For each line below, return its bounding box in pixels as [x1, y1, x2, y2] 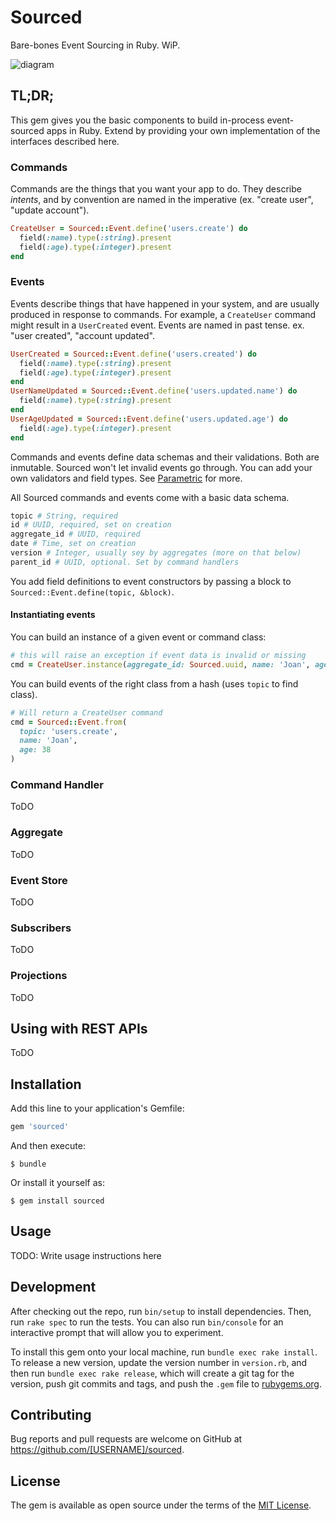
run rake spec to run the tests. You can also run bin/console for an [10, 1316, 284, 1328]
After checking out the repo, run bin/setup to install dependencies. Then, [10, 1305, 312, 1317]
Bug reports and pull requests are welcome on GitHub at [10, 1433, 243, 1445]
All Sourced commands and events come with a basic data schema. [10, 491, 290, 503]
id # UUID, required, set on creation [10, 520, 172, 530]
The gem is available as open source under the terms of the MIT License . [10, 1499, 312, 1511]
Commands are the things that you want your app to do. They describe [10, 183, 302, 195]
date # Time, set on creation [10, 539, 137, 549]
